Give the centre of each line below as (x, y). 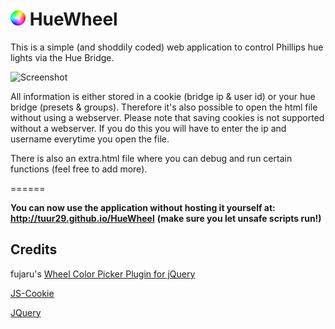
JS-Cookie (32, 293)
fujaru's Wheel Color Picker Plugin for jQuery (103, 274)
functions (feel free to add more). (79, 169)
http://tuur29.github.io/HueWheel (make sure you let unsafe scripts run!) (166, 218)
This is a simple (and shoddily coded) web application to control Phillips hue (167, 47)
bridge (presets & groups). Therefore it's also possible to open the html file (164, 107)
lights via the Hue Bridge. (62, 57)
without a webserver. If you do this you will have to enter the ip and (148, 128)
